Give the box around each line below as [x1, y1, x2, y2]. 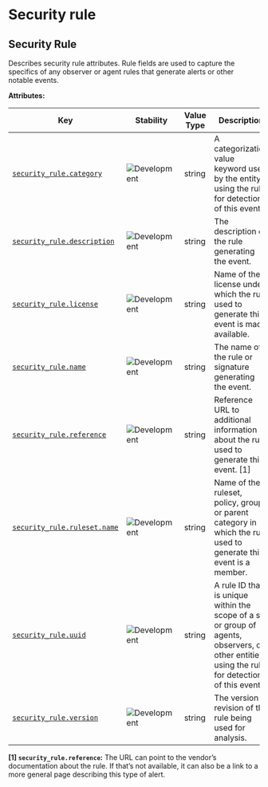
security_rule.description [12, 237, 115, 246]
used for [214, 722, 246, 733]
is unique [214, 590, 249, 600]
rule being [214, 712, 253, 723]
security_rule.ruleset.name [12, 523, 119, 532]
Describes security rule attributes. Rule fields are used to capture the [8, 58, 235, 68]
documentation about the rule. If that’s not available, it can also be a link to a [8, 761, 258, 770]
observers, [214, 639, 255, 651]
